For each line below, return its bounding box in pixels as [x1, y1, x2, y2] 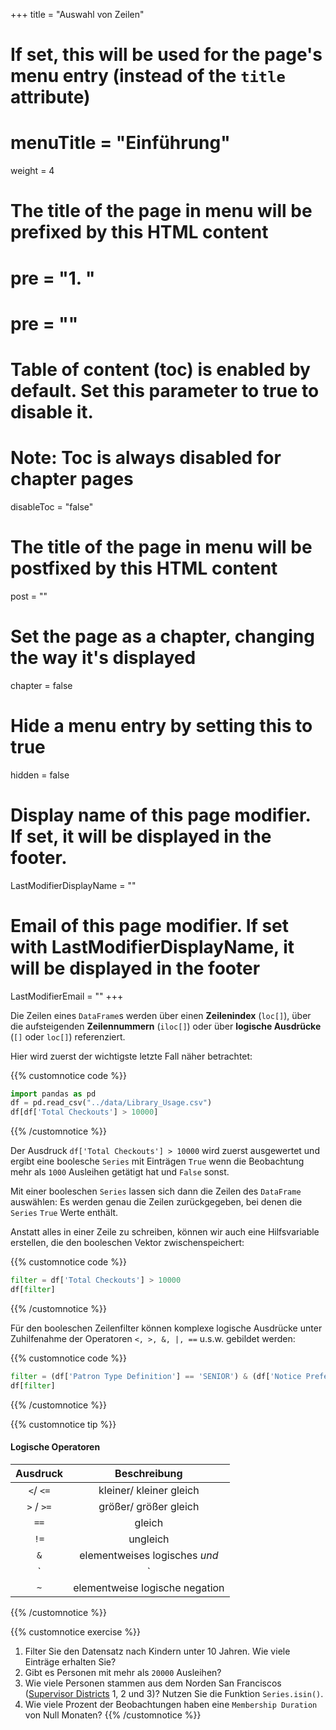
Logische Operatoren [10, 1441, 101, 1453]
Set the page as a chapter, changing [10, 625, 315, 648]
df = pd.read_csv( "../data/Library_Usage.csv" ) [10, 1098, 213, 1108]
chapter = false [10, 679, 73, 691]
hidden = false [10, 769, 70, 781]
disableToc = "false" [10, 500, 94, 513]
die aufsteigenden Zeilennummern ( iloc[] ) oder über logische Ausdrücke [10, 1020, 322, 1032]
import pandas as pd [10, 1089, 97, 1099]
